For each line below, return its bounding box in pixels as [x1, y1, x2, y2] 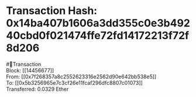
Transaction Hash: [6, 4, 98, 18]
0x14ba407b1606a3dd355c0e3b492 [6, 16, 190, 30]
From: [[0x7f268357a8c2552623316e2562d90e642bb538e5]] [6, 73, 157, 80]
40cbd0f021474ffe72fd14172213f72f [6, 29, 189, 42]
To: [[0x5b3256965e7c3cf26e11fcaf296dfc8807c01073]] [6, 79, 143, 86]
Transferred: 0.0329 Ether [6, 85, 69, 92]
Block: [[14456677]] [6, 67, 54, 74]
